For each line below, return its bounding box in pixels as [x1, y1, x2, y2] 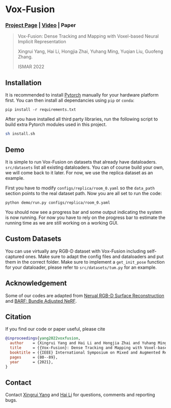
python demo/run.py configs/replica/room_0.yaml [5, 200, 110, 205]
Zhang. [17, 54, 33, 60]
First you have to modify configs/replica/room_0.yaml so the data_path [5, 184, 155, 191]
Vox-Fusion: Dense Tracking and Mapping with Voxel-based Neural [17, 33, 159, 39]
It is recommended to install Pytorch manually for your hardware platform [5, 92, 159, 98]
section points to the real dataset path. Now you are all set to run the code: [5, 190, 162, 196]
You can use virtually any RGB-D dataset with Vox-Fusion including [5, 248, 146, 254]
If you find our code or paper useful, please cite [5, 326, 105, 332]
